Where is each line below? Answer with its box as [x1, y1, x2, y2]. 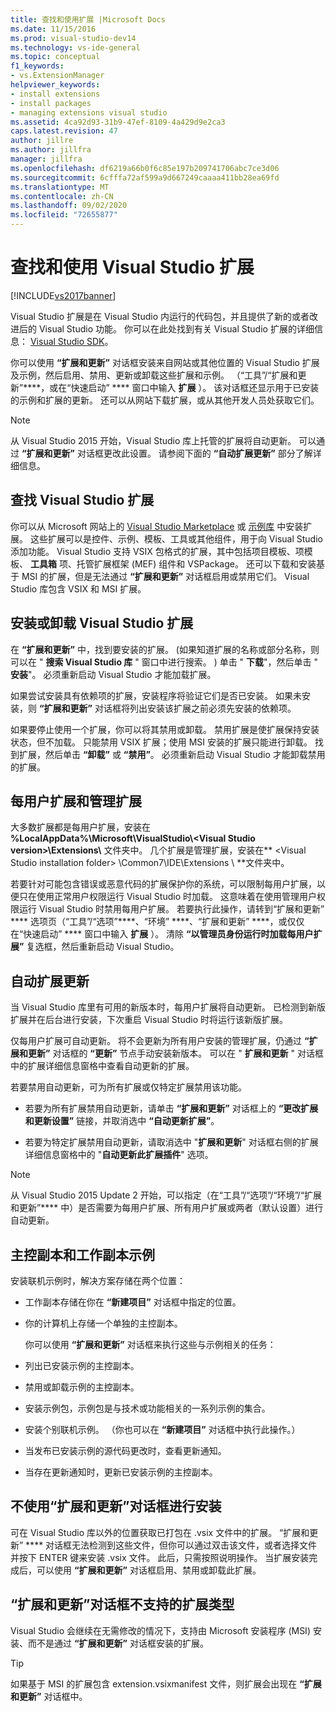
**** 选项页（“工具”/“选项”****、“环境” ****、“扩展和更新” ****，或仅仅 [10, 916, 305, 928]
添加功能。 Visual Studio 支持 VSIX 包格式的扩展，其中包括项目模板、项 [10, 545, 305, 557]
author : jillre [10, 136, 74, 146]
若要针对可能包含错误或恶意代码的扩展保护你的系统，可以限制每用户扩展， [10, 878, 317, 890]
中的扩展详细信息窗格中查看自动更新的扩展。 [10, 1060, 195, 1072]
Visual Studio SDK [29, 335, 105, 347]
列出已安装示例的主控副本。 [24, 1360, 140, 1371]
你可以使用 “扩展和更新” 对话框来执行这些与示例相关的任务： [24, 1339, 277, 1350]
